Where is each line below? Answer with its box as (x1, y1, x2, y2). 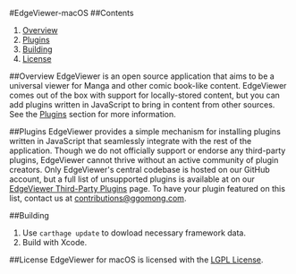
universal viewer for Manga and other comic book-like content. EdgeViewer (9, 81, 287, 90)
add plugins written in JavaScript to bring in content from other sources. (9, 99, 275, 110)
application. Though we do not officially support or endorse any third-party (9, 145, 286, 156)
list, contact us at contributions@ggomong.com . (9, 193, 187, 203)
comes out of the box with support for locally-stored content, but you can (9, 90, 280, 100)
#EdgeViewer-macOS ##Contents (9, 8, 134, 18)
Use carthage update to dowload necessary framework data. (21, 227, 246, 238)
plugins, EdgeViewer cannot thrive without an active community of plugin (9, 155, 279, 165)
